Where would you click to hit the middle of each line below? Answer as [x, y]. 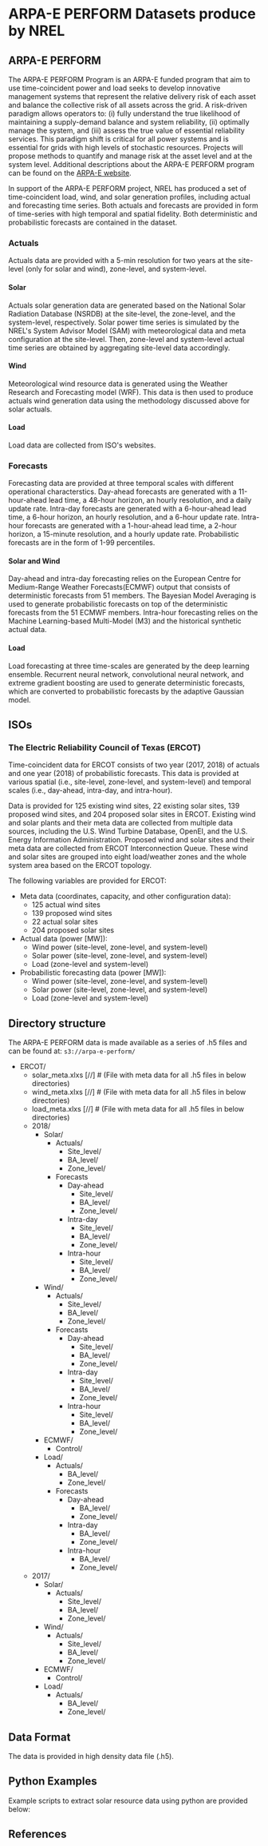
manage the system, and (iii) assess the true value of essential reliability [126, 130]
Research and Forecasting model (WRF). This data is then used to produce [131, 392]
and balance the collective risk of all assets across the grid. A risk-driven [128, 105]
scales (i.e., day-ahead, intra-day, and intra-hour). [91, 790]
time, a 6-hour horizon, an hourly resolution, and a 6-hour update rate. [124, 517]
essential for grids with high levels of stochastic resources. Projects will [126, 147]
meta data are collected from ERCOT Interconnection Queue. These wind [128, 849]
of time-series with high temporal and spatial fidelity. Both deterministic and [133, 214]
